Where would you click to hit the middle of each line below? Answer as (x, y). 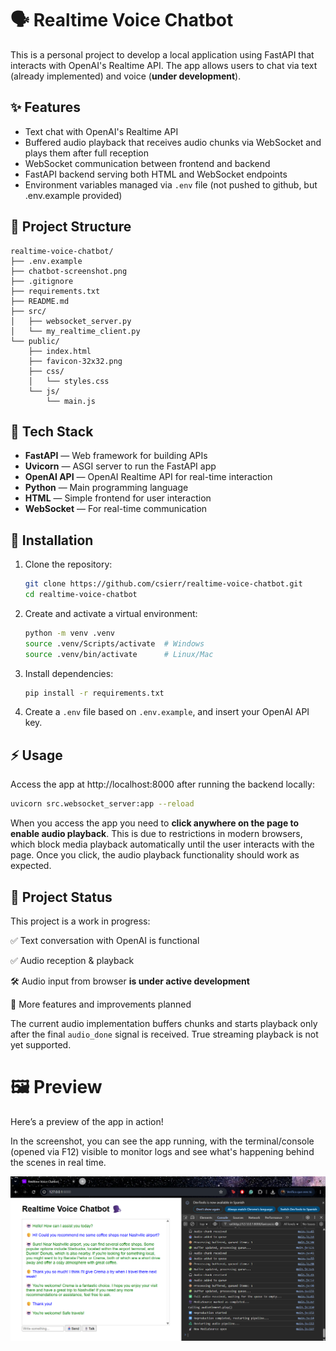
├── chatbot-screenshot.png (69, 271)
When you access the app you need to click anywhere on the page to (155, 823)
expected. (31, 866)
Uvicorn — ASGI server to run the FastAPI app (120, 466)
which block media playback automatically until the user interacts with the (162, 844)
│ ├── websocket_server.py (71, 321)
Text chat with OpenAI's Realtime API (101, 131)
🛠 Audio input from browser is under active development (130, 981)
